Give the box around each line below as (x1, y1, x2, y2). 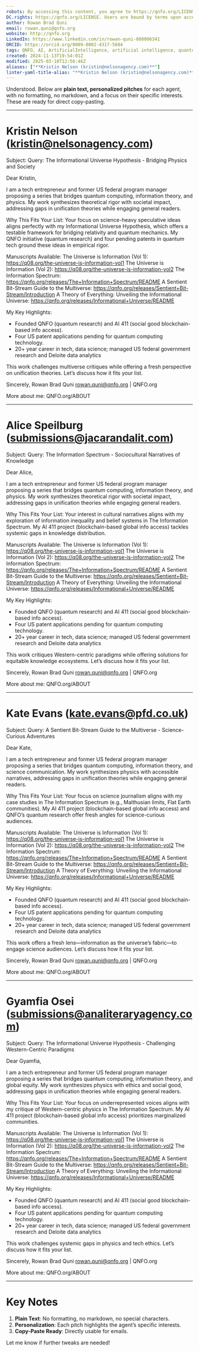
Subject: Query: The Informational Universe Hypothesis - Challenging (6, 1040, 176, 1047)
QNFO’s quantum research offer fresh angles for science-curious (6, 811, 165, 818)
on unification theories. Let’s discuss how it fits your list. (6, 369, 143, 377)
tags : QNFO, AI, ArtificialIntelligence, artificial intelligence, (6, 47, 176, 53)
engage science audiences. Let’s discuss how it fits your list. (6, 945, 154, 952)
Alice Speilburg (6, 419, 84, 432)
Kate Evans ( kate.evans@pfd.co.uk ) (6, 707, 188, 721)
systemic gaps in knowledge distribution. (6, 530, 107, 537)
